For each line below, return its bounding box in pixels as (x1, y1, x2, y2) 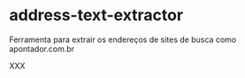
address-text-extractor (9, 5, 184, 25)
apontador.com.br (9, 43, 75, 53)
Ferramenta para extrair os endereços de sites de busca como (9, 34, 237, 45)
